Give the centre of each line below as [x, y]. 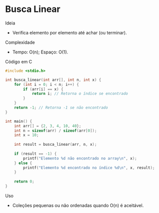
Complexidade [20, 42]
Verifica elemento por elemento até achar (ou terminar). [70, 32]
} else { [23, 163]
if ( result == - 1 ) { [35, 154]
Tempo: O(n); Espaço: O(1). [40, 52]
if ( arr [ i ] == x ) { [43, 89]
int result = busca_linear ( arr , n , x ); [56, 145]
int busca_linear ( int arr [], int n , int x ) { [53, 80]
